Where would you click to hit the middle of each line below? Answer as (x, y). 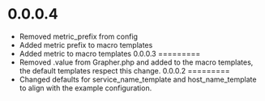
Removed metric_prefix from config (79, 36)
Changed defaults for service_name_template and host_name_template (138, 79)
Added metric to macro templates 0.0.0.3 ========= (110, 53)
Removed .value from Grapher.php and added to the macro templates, (136, 62)
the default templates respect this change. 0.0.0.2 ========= (124, 70)
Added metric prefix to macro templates (86, 44)
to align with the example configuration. (85, 88)
